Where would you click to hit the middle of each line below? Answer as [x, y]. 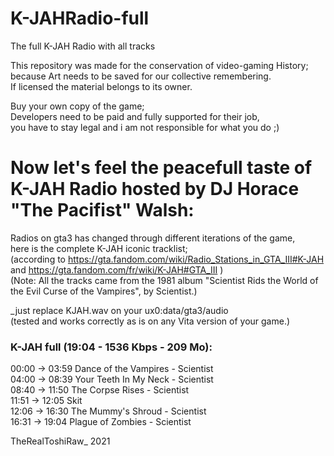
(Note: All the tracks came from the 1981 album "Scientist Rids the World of [164, 280]
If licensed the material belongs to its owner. [101, 86]
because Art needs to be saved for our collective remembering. [141, 76]
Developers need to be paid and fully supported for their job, [135, 116]
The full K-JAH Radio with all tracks [83, 46]
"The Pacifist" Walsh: [102, 210]
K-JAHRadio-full [80, 18]
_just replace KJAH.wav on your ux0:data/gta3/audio [119, 310]
